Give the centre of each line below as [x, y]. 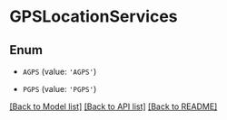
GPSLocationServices [94, 17]
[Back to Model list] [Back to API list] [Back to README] [113, 106]
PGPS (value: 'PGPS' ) [59, 89]
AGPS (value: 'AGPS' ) [59, 71]
